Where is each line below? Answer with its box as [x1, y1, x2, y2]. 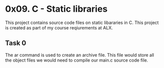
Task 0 [5, 39, 26, 47]
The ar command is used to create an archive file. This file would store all [5, 52, 154, 58]
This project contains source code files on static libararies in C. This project [5, 20, 159, 25]
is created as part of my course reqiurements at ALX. [5, 24, 113, 30]
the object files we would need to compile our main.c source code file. [5, 57, 148, 63]
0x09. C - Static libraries [5, 3, 108, 15]
